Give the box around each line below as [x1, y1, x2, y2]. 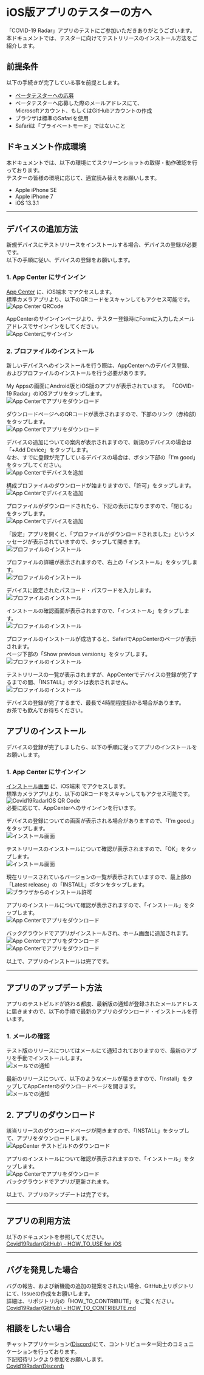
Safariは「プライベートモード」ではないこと [15, 122, 126, 129]
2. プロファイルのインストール [6, 347, 95, 355]
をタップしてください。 [6, 461, 65, 468]
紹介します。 [6, 42, 38, 49]
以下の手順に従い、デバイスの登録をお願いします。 [6, 256, 134, 264]
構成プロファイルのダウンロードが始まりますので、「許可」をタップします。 [6, 481, 195, 489]
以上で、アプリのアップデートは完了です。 [6, 1191, 112, 1198]
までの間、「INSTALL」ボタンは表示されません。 [11, 678, 132, 685]
